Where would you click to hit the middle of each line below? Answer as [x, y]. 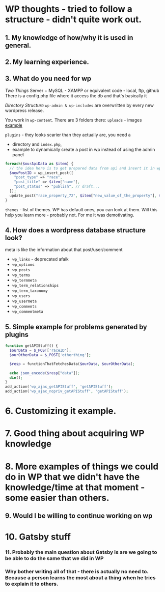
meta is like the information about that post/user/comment [64, 250]
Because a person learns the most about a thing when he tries [80, 578]
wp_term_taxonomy [30, 291]
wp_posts [21, 270]
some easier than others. [57, 498]
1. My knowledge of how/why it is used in [69, 38]
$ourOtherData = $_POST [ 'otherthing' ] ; [50, 355]
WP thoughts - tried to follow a [69, 9]
